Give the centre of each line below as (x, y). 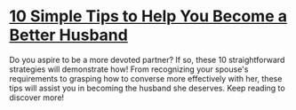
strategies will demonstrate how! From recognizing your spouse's (129, 69)
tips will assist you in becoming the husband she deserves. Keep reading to (148, 88)
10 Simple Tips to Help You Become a (148, 16)
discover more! (37, 97)
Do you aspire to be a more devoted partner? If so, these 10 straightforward (147, 59)
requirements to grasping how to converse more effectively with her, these (146, 78)
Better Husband (69, 35)
